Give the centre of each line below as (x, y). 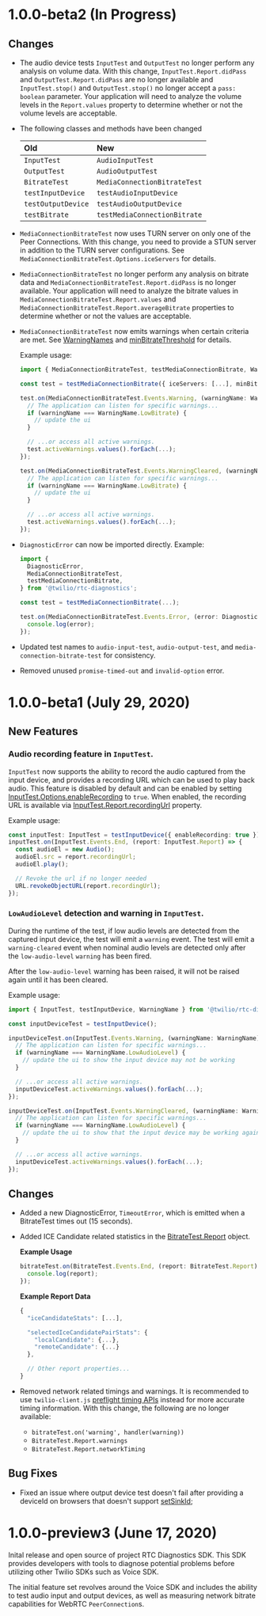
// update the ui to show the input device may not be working (129, 1060)
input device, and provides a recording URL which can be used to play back (132, 780)
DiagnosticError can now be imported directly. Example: (112, 544)
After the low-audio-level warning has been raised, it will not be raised (124, 971)
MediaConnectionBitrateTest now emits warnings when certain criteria (134, 331)
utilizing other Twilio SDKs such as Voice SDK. (84, 1572)
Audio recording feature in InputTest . (81, 754)
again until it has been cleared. (58, 980)
